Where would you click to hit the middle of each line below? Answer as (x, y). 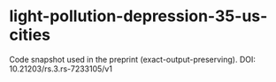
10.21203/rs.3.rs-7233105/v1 (61, 69)
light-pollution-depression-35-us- (138, 16)
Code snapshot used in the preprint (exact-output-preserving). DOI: (133, 59)
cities (30, 35)
